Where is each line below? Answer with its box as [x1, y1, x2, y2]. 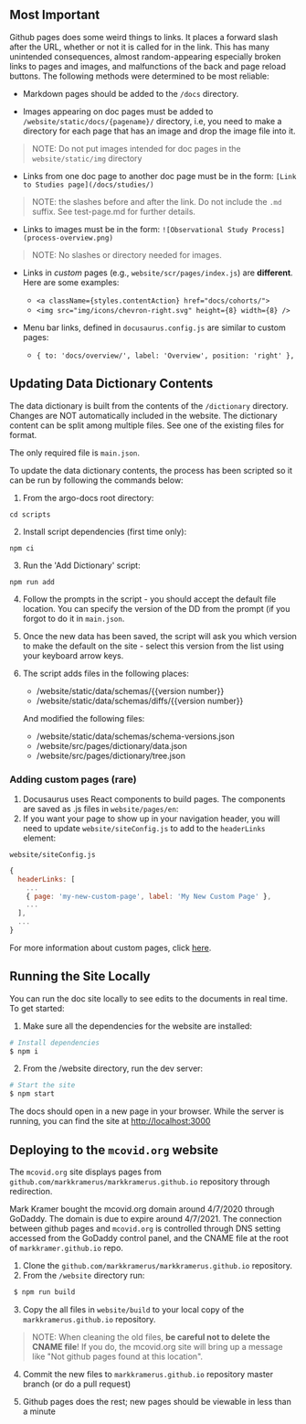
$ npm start [9, 1089, 55, 1098]
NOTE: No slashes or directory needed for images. [31, 249, 222, 260]
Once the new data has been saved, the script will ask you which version [22, 630, 297, 641]
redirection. [9, 1186, 53, 1197]
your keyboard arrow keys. [22, 649, 124, 661]
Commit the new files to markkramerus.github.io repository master [22, 1368, 274, 1379]
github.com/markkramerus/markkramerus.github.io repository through [9, 1176, 270, 1187]
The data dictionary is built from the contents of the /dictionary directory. [9, 400, 290, 411]
